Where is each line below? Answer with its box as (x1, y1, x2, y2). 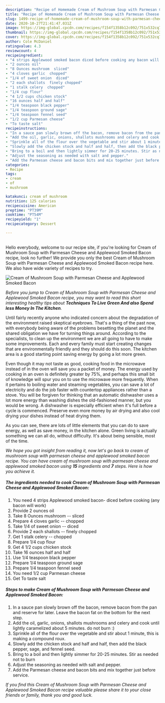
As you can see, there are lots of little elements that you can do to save (5, 422, 149, 428)
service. (12, 672, 29, 678)
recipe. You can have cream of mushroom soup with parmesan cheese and (5, 458, 158, 464)
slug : (5, 16, 17, 21)
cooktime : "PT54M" (5, 212, 43, 217)
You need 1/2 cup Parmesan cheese (12, 570, 86, 576)
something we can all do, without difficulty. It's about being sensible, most (5, 433, 156, 438)
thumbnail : (5, 30, 28, 35)
